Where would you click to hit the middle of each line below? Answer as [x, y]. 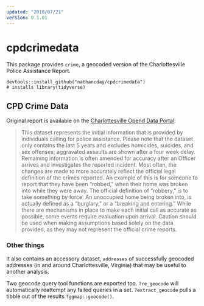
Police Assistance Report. [39, 71]
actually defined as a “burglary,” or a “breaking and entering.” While [106, 204]
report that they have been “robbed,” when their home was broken [104, 184]
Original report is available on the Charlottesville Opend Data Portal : [91, 121]
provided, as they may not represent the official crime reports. [99, 229]
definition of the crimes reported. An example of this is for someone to [109, 178]
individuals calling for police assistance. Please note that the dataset [107, 139]
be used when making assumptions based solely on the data [97, 223]
